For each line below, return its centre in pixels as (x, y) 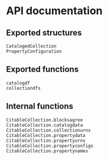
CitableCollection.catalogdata (45, 125)
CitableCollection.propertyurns (46, 141)
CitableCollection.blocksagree (45, 120)
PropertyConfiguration (34, 51)
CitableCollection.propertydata (46, 135)
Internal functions (40, 107)
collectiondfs (24, 88)
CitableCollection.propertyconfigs (50, 146)
